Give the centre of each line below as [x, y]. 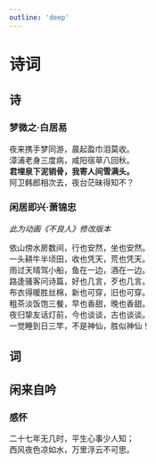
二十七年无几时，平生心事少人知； [72, 438]
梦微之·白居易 [38, 128]
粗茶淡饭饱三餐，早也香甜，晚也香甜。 [79, 303]
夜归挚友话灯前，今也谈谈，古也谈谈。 [79, 314]
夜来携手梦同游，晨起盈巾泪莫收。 [72, 149]
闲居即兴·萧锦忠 [43, 208]
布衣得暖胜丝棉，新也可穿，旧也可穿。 [79, 292]
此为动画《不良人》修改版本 [60, 228]
